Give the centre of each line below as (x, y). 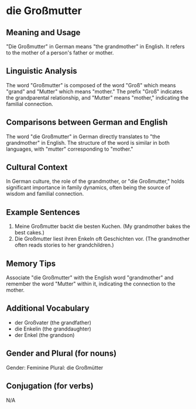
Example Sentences (43, 212)
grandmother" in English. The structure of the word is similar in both (88, 142)
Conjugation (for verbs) (50, 386)
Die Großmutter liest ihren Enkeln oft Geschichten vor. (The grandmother (102, 239)
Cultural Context (37, 167)
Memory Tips (31, 263)
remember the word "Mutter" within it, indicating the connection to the (91, 284)
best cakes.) (30, 233)
